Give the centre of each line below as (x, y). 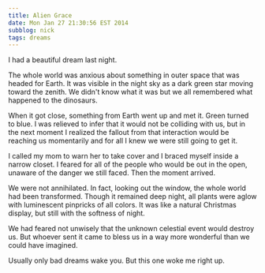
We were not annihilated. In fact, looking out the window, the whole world (127, 188)
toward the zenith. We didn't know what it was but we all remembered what (131, 92)
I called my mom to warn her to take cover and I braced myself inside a (123, 156)
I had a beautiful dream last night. (63, 60)
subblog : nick (32, 30)
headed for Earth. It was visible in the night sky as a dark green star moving (131, 84)
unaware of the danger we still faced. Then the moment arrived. (112, 173)
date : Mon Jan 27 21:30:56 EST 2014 (68, 23)
